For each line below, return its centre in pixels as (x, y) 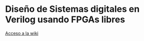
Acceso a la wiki (22, 33)
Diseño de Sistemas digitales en (72, 9)
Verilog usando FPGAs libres (65, 20)
